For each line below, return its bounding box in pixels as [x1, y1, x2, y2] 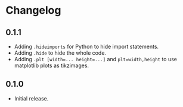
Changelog [5, 4, 61, 17]
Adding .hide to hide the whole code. [14, 49, 107, 56]
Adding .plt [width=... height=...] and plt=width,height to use [14, 56, 177, 62]
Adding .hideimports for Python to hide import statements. [14, 43, 159, 50]
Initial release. [14, 95, 49, 102]
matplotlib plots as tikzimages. [14, 62, 89, 69]
